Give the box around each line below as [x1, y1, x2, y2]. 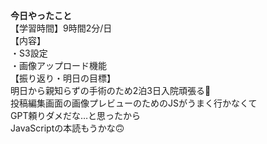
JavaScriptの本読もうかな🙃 [10, 122, 125, 134]
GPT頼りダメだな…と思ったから [10, 110, 142, 121]
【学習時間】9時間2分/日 [10, 22, 113, 34]
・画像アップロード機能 [10, 60, 107, 71]
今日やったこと [10, 10, 72, 21]
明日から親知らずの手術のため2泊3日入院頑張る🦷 [10, 85, 212, 96]
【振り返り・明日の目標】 [10, 72, 116, 84]
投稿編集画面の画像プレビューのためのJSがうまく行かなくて [10, 97, 258, 109]
